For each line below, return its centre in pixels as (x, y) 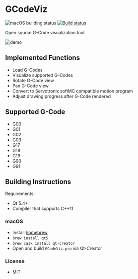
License (15, 261)
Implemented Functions (43, 58)
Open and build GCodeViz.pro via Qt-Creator (57, 248)
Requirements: (20, 194)
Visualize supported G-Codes (43, 75)
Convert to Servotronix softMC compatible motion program (72, 91)
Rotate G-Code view (33, 80)
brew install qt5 (30, 238)
